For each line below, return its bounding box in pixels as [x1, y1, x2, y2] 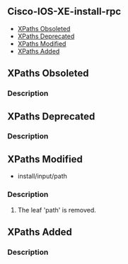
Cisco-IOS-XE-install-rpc [7, 6, 122, 18]
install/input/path [17, 172, 67, 181]
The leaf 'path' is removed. [17, 205, 97, 214]
